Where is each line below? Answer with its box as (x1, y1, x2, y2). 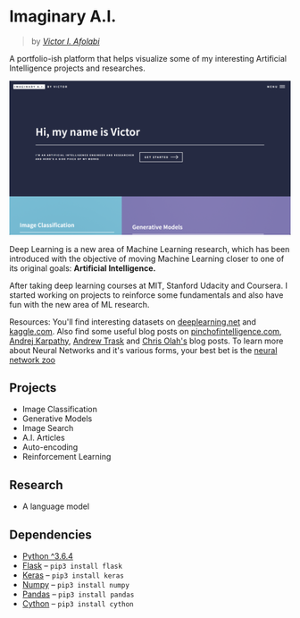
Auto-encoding (21, 442, 79, 453)
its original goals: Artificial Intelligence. (9, 262, 156, 274)
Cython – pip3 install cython (21, 598, 134, 609)
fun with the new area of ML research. (9, 299, 150, 309)
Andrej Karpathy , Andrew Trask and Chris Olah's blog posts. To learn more (9, 335, 284, 346)
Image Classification (21, 404, 98, 415)
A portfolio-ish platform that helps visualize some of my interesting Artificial (9, 53, 287, 63)
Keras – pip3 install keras (21, 570, 125, 580)
